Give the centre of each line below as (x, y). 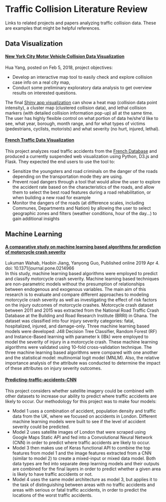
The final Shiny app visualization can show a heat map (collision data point (81, 102)
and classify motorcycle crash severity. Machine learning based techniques (82, 279)
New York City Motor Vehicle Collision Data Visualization (65, 56)
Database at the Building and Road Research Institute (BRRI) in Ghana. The (81, 316)
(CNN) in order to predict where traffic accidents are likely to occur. (81, 443)
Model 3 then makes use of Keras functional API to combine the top (81, 447)
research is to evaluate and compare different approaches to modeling (77, 295)
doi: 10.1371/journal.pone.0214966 (40, 268)
